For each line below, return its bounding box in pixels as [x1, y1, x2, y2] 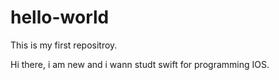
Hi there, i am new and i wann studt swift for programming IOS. [10, 58, 270, 70]
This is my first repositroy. [10, 39, 118, 51]
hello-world [10, 6, 110, 29]
